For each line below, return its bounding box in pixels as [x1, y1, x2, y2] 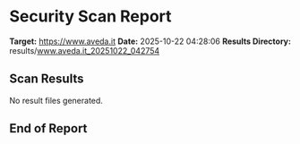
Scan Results [9, 72, 84, 87]
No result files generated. [9, 95, 103, 106]
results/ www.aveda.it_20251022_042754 [9, 45, 160, 55]
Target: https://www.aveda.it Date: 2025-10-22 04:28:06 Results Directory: [9, 36, 291, 47]
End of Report [9, 121, 88, 136]
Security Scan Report [9, 6, 172, 27]
